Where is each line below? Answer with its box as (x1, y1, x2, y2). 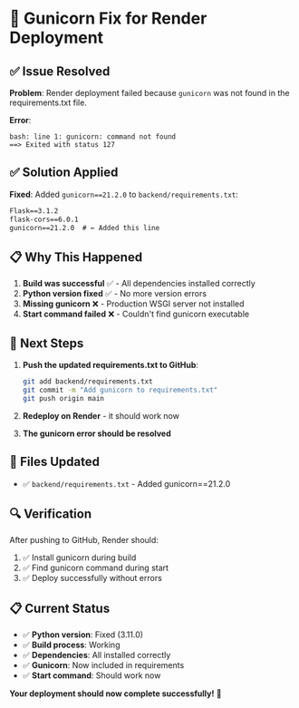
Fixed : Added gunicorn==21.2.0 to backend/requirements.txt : (9, 189, 238, 199)
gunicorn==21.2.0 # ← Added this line (9, 223, 160, 232)
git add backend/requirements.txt (22, 377, 153, 386)
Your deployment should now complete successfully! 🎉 (9, 688, 222, 699)
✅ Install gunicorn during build (22, 552, 137, 563)
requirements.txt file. (9, 97, 88, 108)
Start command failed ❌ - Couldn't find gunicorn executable (22, 308, 250, 320)
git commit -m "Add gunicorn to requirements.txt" (22, 385, 218, 394)
